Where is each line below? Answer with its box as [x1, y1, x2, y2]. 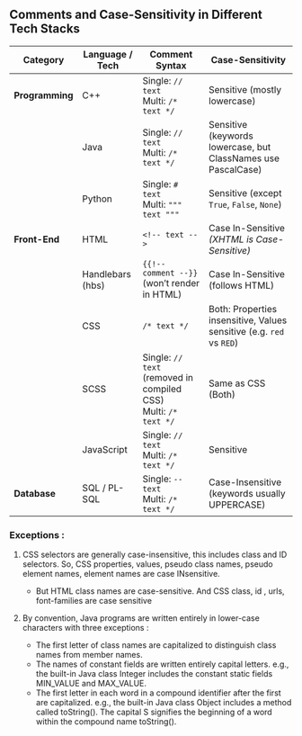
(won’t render [142, 276, 200, 289]
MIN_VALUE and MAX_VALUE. [35, 678, 147, 689]
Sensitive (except [208, 186, 282, 199]
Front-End [13, 233, 60, 246]
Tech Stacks [9, 22, 81, 37]
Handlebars [82, 267, 132, 280]
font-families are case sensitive [35, 596, 153, 606]
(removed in [142, 371, 193, 383]
